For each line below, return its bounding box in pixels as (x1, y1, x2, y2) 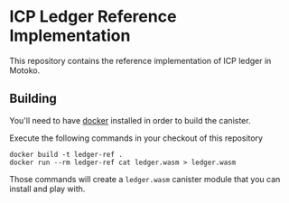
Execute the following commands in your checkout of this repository (9, 133, 264, 143)
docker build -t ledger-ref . (9, 150, 124, 159)
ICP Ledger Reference (9, 6, 177, 27)
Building (9, 91, 57, 106)
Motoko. (9, 65, 41, 76)
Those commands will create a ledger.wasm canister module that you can (9, 173, 281, 184)
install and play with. (9, 183, 86, 194)
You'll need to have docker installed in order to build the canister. (9, 115, 251, 125)
